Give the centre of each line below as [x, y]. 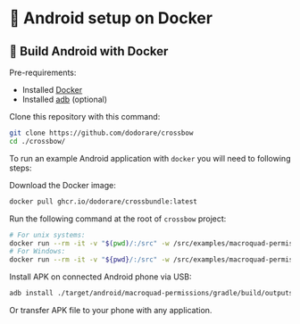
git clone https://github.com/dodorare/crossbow [101, 133]
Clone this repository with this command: [85, 116]
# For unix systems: [48, 235]
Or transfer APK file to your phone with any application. [111, 310]
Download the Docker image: [62, 185]
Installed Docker [52, 90]
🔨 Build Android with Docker [89, 51]
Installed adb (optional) [65, 99]
